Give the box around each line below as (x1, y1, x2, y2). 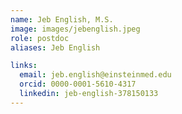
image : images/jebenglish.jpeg (10, 24, 141, 34)
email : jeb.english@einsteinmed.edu (19, 70, 172, 80)
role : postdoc (10, 33, 70, 43)
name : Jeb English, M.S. (10, 14, 114, 25)
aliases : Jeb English (10, 42, 101, 53)
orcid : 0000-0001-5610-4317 (19, 79, 137, 90)
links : (10, 61, 38, 71)
